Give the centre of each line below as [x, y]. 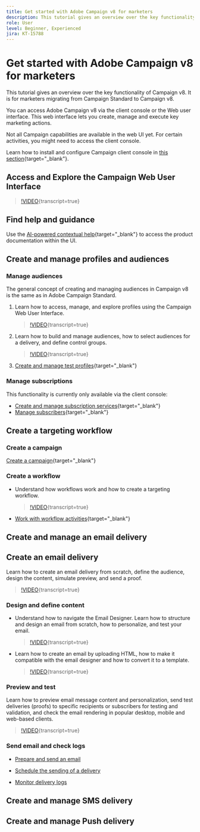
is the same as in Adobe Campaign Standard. [62, 295]
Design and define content [45, 605]
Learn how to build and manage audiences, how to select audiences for [102, 336]
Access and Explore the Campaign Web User [91, 177]
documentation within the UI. [42, 240]
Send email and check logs [46, 746]
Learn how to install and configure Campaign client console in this [87, 152]
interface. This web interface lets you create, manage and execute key [93, 117]
